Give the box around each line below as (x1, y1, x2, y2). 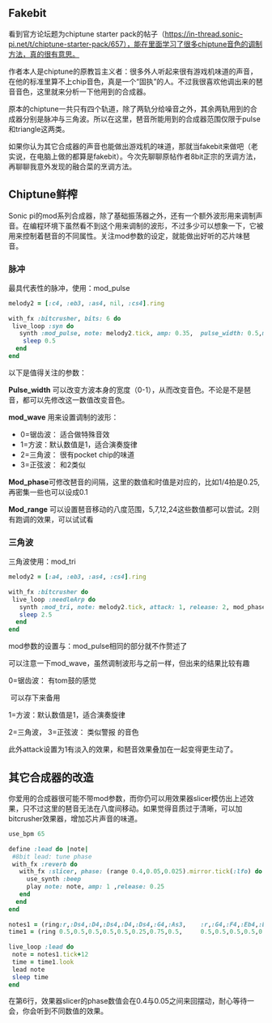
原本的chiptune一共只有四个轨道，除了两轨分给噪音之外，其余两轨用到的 (8, 104, 251, 113)
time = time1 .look (11, 957, 74, 966)
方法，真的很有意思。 (8, 49, 79, 59)
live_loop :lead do (8, 943, 74, 951)
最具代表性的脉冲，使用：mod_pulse (8, 283, 130, 292)
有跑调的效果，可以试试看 (8, 514, 94, 524)
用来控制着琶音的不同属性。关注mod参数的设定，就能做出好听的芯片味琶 (8, 231, 251, 241)
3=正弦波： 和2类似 (19, 459, 87, 469)
